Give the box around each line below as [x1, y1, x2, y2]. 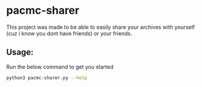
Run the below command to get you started [6, 63, 114, 70]
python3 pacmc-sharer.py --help [6, 74, 87, 81]
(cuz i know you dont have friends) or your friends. [6, 29, 132, 37]
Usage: [6, 47, 34, 58]
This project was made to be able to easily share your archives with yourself [6, 23, 195, 31]
